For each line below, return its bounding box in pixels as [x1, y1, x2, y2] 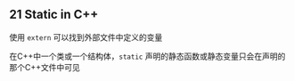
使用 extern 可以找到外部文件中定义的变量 [9, 31, 163, 43]
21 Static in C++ [9, 7, 99, 22]
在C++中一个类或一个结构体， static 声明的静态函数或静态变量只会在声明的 [9, 51, 286, 61]
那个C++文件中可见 [9, 61, 80, 72]
